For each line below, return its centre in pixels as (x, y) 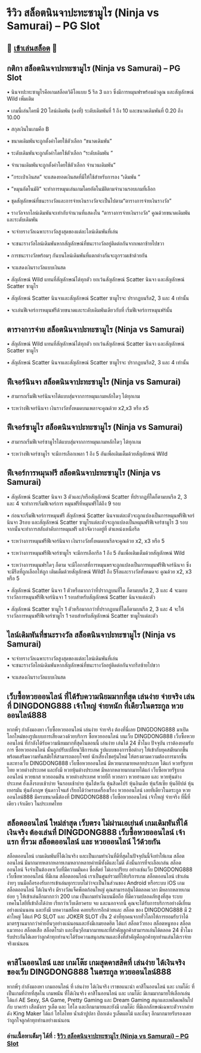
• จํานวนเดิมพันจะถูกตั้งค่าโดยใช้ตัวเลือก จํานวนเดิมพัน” (61, 165)
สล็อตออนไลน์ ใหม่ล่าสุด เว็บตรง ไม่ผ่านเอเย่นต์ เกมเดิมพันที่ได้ (97, 823)
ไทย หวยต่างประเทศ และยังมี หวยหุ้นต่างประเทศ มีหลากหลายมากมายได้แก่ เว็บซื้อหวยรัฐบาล (95, 770)
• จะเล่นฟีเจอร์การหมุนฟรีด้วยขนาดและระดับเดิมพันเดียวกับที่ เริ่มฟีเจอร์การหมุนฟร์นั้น (89, 310)
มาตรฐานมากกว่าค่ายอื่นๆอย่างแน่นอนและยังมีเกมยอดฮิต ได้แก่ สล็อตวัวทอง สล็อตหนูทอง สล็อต (99, 923)
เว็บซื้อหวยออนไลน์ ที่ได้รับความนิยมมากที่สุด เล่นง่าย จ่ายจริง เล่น (101, 697)
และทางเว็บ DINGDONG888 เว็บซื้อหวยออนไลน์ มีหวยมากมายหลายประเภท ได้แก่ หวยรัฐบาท (100, 763)
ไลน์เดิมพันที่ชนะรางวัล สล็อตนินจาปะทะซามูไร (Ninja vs (91, 635)
